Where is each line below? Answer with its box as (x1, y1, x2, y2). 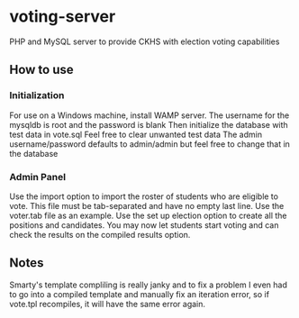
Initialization (9, 89, 65, 102)
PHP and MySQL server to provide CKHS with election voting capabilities (9, 36, 280, 47)
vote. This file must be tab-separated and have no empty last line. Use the (9, 200, 285, 211)
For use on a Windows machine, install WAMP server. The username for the (9, 110, 290, 121)
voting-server (9, 6, 116, 27)
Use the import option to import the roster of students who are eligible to (9, 191, 279, 202)
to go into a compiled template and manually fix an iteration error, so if (9, 288, 270, 299)
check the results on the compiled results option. (9, 229, 191, 240)
